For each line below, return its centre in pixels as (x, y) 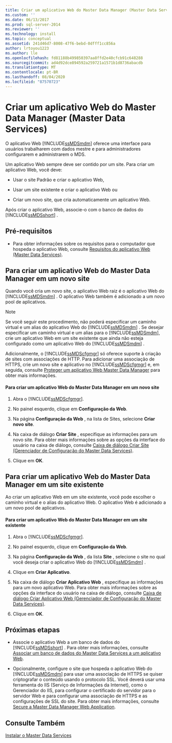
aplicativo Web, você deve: (34, 170)
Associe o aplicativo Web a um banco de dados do (66, 642)
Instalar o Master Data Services (38, 735)
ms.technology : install (31, 34)
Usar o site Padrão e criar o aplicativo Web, (58, 179)
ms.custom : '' (20, 15)
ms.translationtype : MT (31, 67)
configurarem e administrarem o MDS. (46, 154)
